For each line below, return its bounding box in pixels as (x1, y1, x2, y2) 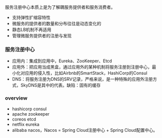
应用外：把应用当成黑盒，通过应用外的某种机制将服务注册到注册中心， (12, 64, 152, 70)
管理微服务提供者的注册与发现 (12, 33, 72, 38)
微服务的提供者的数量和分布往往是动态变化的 (12, 21, 102, 26)
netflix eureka (12, 121, 40, 127)
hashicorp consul (12, 106, 47, 112)
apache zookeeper (12, 111, 50, 117)
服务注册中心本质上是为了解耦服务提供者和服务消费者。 (5, 4, 115, 10)
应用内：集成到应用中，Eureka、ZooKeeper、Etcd (12, 58, 112, 64)
